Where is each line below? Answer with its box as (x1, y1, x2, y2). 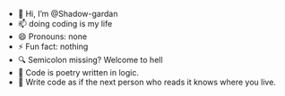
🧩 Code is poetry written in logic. (17, 68, 139, 77)
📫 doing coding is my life (17, 19, 113, 28)
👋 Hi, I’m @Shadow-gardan (17, 9, 118, 19)
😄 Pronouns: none (17, 31, 88, 42)
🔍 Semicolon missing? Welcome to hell (17, 54, 163, 65)
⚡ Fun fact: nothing (17, 41, 89, 52)
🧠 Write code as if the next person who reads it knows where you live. (17, 76, 276, 87)
